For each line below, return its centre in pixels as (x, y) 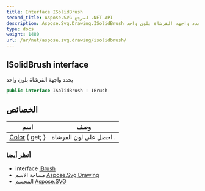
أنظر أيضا (19, 155)
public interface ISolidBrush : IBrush (57, 91)
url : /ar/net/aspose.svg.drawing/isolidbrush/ (67, 40)
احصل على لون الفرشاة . (84, 137)
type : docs (20, 29)
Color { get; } (27, 137)
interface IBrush (35, 168)
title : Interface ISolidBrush (45, 12)
